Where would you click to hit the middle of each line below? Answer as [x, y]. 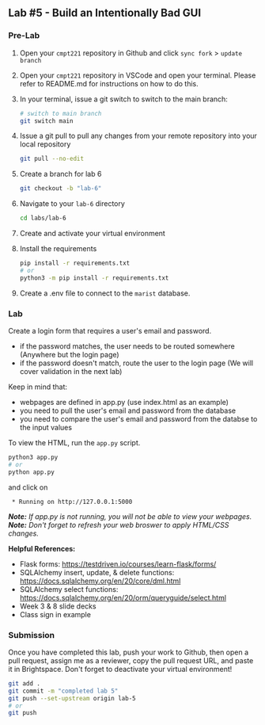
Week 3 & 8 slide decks [58, 606]
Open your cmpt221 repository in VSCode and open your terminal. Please [138, 75]
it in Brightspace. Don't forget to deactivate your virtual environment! [120, 669]
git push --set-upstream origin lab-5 [72, 698]
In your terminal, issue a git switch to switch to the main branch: [123, 99]
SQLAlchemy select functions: [69, 589]
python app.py [32, 472]
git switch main [46, 121]
